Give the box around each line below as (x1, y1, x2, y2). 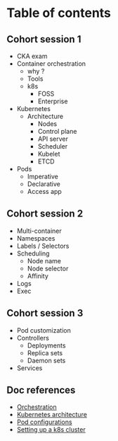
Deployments (27, 341, 66, 350)
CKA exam (16, 52, 48, 60)
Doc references (6, 384, 76, 396)
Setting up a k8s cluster (16, 425, 86, 434)
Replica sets (27, 348, 63, 357)
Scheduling (16, 249, 50, 258)
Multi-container (16, 227, 62, 235)
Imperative (27, 172, 59, 181)
